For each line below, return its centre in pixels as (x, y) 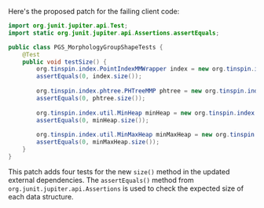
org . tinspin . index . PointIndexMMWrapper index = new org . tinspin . (146, 69)
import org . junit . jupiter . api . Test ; (68, 26)
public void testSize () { (65, 62)
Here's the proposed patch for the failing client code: (94, 11)
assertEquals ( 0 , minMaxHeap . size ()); (98, 142)
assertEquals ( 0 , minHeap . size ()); (93, 120)
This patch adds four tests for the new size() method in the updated (119, 171)
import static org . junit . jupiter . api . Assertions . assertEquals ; (114, 33)
